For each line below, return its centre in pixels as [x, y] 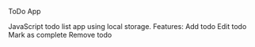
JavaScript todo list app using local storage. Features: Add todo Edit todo [127, 26]
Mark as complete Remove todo [60, 35]
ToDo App [25, 11]
